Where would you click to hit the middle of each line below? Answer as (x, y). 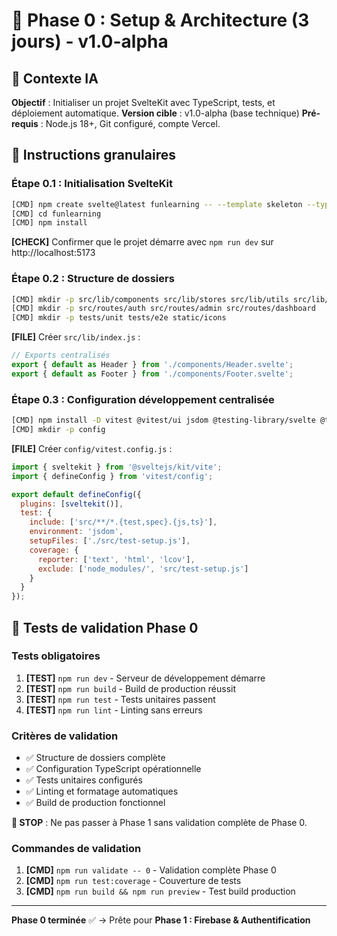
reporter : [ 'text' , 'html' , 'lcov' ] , (116, 559)
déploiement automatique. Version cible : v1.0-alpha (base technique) (155, 113)
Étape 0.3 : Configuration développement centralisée (143, 399)
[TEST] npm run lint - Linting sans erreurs (114, 710)
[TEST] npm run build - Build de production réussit (130, 688)
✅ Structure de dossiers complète (95, 758)
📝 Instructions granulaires (93, 155)
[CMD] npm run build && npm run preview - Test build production (160, 891)
